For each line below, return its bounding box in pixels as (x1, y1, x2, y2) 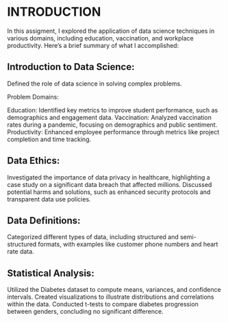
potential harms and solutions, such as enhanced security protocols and (7, 188, 211, 196)
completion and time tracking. (7, 135, 92, 143)
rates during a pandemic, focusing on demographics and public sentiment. (7, 121, 218, 129)
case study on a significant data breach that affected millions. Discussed (7, 180, 212, 188)
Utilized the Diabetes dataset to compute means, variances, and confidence (7, 286, 221, 294)
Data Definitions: (7, 214, 81, 226)
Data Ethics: (7, 155, 60, 166)
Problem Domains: (7, 92, 60, 101)
